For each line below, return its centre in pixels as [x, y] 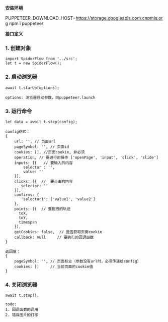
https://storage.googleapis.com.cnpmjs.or [119, 18]
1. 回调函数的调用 [22, 310]
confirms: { [27, 195]
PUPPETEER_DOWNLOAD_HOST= [41, 18]
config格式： [18, 131]
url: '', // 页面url [35, 141]
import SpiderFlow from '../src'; [41, 59]
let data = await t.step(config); [41, 122]
